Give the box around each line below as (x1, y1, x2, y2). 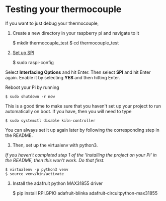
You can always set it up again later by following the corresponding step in (5, 127, 159, 133)
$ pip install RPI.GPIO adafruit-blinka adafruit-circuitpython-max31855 (12, 190, 158, 196)
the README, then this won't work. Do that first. (5, 157, 105, 163)
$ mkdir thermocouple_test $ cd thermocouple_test (12, 39, 119, 46)
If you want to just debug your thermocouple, (5, 20, 99, 26)
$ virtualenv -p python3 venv (5, 167, 69, 172)
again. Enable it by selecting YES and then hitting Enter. (5, 74, 120, 80)
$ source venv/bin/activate (5, 171, 64, 176)
